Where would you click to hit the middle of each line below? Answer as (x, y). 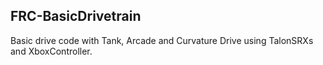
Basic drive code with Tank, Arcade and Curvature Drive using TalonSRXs (162, 40)
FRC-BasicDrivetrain (76, 16)
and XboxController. (51, 51)
